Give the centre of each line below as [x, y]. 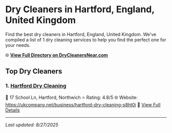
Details [13, 110]
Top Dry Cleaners [34, 72]
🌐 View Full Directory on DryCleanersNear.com [57, 55]
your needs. [18, 45]
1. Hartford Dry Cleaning [36, 86]
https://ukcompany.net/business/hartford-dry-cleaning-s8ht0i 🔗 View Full [83, 104]
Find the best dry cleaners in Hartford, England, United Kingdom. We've [81, 34]
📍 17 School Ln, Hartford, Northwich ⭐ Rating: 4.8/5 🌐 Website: [72, 97]
